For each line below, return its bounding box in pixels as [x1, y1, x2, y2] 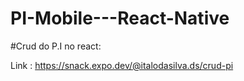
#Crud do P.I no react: [10, 40, 102, 52]
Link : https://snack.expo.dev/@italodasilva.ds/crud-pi [10, 59, 234, 71]
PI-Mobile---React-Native [10, 7, 230, 30]
